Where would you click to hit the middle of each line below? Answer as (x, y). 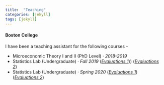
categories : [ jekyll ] (28, 14)
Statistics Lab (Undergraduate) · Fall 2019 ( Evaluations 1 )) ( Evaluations (86, 61)
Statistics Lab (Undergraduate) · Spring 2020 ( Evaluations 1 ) (75, 72)
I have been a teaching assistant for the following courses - (67, 46)
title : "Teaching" (26, 10)
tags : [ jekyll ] (21, 19)
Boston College (22, 35)
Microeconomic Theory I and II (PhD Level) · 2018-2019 (70, 56)
